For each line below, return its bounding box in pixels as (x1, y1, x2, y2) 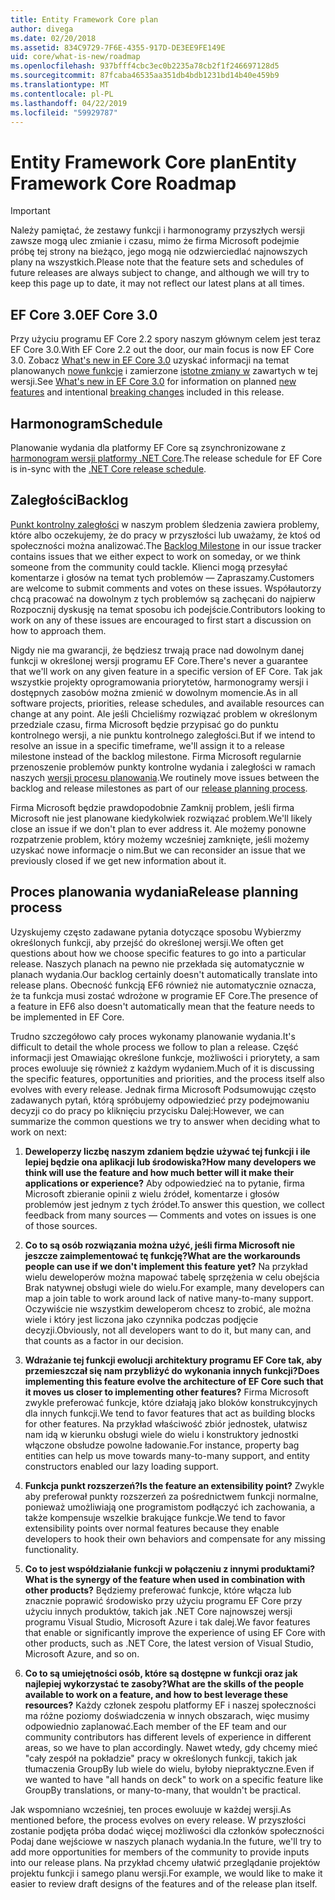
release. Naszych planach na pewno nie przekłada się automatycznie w (10, 957, 305, 970)
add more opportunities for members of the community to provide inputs (10, 1846, 310, 1858)
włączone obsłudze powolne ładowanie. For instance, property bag (24, 1439, 300, 1451)
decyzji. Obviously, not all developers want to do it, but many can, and (24, 1324, 312, 1336)
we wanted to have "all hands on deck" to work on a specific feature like (24, 1773, 324, 1785)
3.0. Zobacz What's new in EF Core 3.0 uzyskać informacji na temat (10, 354, 290, 366)
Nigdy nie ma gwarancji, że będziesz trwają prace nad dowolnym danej (10, 644, 305, 656)
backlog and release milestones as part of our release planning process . (10, 782, 308, 794)
